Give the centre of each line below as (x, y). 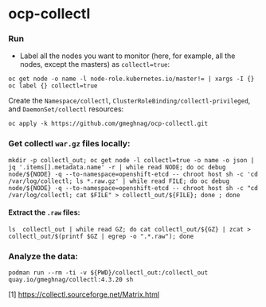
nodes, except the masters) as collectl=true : (95, 64)
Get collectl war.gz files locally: (69, 144)
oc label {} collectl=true (53, 86)
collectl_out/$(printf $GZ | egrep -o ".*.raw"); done (101, 236)
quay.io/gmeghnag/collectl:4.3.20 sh (71, 280)
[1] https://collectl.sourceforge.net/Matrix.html (84, 294)
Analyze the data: (43, 256)
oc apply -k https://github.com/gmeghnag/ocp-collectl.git (108, 124)
